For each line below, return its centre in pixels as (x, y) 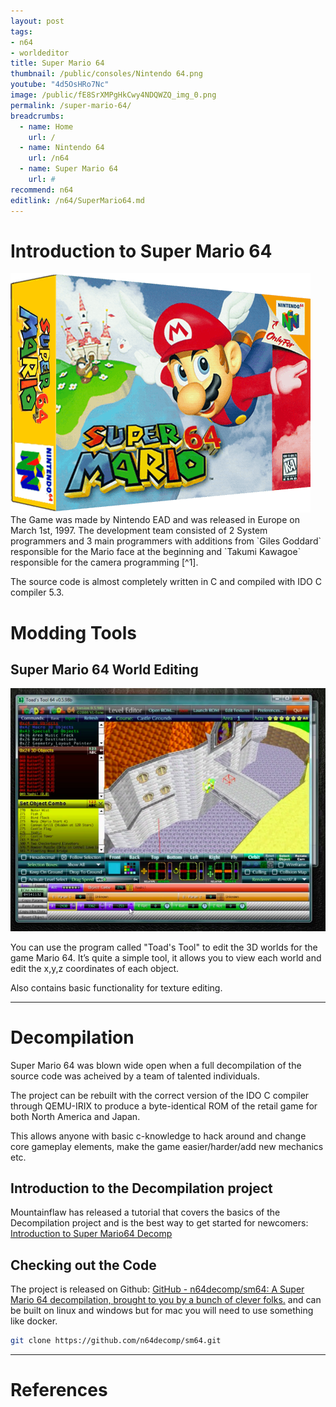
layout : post (37, 21)
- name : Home (46, 126)
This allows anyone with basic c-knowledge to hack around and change (158, 1136)
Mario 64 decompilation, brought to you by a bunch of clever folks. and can (166, 1300)
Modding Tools (74, 632)
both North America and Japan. (75, 1116)
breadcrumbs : (37, 116)
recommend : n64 (42, 190)
